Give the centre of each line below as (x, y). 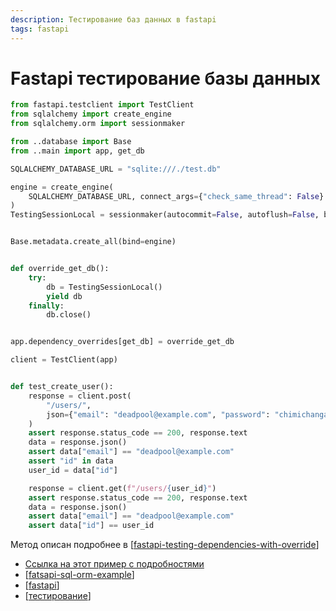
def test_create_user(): (62, 387)
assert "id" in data (71, 461)
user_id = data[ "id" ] (73, 470)
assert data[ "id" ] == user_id (91, 526)
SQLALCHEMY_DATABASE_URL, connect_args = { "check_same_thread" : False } (176, 196)
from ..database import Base (71, 142)
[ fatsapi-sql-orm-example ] (79, 575)
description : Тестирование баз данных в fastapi (113, 19)
